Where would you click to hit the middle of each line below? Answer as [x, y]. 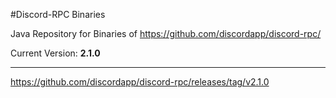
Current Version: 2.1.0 [55, 53]
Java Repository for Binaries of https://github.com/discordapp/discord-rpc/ [166, 33]
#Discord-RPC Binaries [58, 14]
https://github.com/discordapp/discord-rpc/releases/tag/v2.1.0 [140, 82]
